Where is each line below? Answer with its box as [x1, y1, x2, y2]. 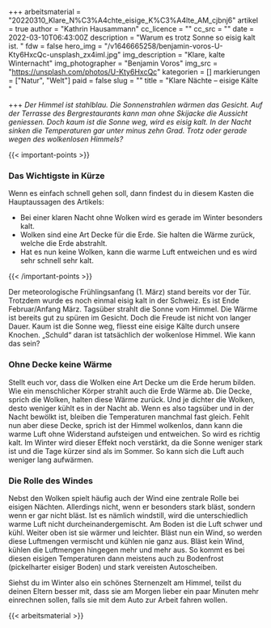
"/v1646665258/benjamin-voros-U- [104, 41, 224, 51]
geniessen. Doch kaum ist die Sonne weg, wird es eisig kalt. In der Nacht [8, 117, 252, 126]
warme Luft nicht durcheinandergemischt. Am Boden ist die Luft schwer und [8, 519, 263, 528]
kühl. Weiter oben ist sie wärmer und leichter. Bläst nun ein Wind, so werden [8, 528, 263, 537]
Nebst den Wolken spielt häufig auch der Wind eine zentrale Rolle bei [8, 493, 239, 503]
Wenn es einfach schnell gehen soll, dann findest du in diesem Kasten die [8, 189, 255, 198]
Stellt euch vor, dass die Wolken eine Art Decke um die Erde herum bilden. [8, 377, 256, 387]
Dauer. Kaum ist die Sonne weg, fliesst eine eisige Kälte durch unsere [8, 321, 240, 331]
